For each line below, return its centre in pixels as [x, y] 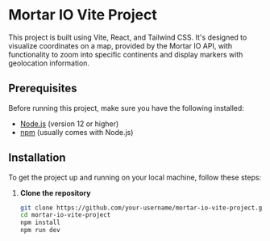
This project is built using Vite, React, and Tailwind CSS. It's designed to [128, 37]
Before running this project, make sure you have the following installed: [126, 108]
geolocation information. [49, 63]
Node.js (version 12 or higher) [69, 124]
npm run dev [40, 230]
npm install [40, 223]
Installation [37, 158]
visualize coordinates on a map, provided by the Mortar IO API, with [120, 45]
